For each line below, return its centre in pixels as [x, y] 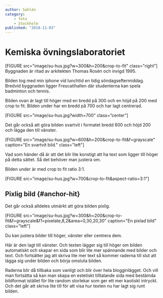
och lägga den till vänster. [31, 130]
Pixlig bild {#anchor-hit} [43, 194]
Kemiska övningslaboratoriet [65, 52]
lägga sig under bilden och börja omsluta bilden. [54, 261]
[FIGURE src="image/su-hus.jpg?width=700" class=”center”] [67, 116]
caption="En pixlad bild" [132, 221]
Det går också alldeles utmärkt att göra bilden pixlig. [58, 206]
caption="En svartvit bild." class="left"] [45, 145]
